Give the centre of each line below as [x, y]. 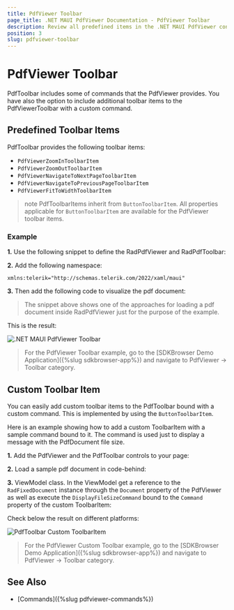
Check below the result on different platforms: [73, 518]
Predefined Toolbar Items [64, 130]
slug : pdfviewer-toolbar [43, 40]
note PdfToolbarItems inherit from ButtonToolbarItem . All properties [121, 204]
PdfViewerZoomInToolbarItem [58, 161]
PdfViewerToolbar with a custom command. [70, 108]
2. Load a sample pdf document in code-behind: [77, 469]
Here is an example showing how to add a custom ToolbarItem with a [106, 427]
